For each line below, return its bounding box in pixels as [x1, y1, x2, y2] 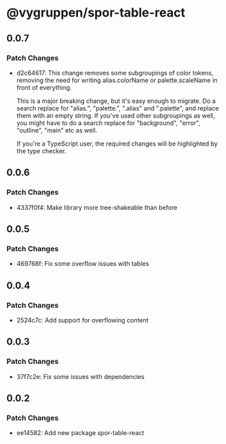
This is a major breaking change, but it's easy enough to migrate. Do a [16, 97, 216, 105]
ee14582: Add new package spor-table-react [16, 429, 145, 437]
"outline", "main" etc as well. [16, 126, 98, 134]
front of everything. [16, 83, 72, 91]
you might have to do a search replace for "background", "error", [16, 119, 201, 127]
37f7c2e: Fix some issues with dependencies [16, 372, 145, 380]
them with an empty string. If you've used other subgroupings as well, [16, 111, 216, 119]
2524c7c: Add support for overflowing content [16, 316, 149, 324]
